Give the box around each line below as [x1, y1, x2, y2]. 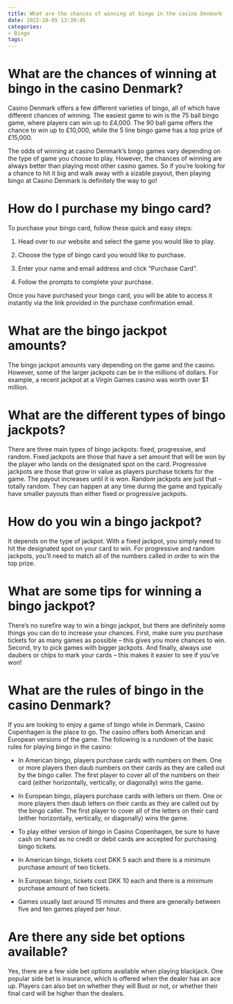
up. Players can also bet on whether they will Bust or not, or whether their [8, 982, 218, 990]
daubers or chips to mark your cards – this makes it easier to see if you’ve [8, 651, 219, 659]
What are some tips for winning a [8, 584, 202, 599]
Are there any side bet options [8, 929, 186, 945]
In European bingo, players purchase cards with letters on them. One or [17, 791, 223, 800]
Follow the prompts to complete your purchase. [17, 278, 153, 286]
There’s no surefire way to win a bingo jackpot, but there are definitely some [8, 621, 226, 630]
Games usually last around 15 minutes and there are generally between [17, 897, 221, 905]
